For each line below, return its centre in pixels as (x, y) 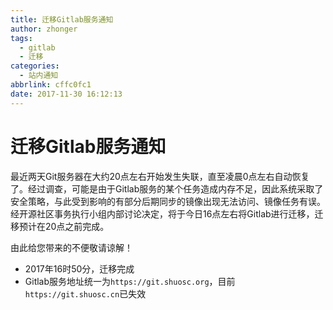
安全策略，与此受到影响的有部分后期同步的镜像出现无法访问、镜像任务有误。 (168, 201)
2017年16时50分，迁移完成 (79, 268)
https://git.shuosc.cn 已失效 (85, 293)
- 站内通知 (39, 76)
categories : (35, 66)
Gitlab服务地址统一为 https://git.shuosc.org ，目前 (130, 281)
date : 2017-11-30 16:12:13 (66, 94)
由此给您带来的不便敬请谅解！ (71, 247)
